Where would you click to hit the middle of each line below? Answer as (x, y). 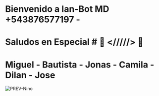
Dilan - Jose (30, 75)
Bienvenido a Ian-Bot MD (57, 9)
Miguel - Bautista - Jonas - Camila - (80, 64)
